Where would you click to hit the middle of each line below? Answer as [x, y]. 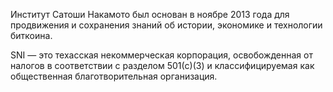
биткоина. [31, 35]
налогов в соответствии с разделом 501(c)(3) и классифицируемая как [162, 65]
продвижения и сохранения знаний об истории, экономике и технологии [166, 25]
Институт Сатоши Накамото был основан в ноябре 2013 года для [150, 14]
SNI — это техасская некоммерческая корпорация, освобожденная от [161, 55]
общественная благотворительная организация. [114, 76]
